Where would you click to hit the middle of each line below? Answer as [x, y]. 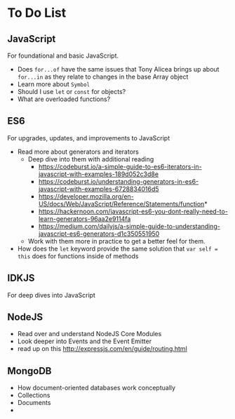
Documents [34, 403]
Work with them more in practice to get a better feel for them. [116, 241]
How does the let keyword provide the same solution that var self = [117, 248]
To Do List [37, 13]
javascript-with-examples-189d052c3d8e [99, 174]
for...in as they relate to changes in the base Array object [103, 77]
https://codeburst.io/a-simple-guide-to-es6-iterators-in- [120, 166]
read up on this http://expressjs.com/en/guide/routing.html [102, 349]
